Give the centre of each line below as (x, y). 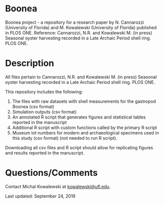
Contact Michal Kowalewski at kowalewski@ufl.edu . (58, 186)
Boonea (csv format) (33, 106)
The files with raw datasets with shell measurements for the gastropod (84, 101)
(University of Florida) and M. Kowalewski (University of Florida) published (81, 27)
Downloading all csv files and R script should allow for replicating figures (79, 147)
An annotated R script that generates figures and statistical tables (79, 117)
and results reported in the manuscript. (45, 153)
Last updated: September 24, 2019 (40, 196)
